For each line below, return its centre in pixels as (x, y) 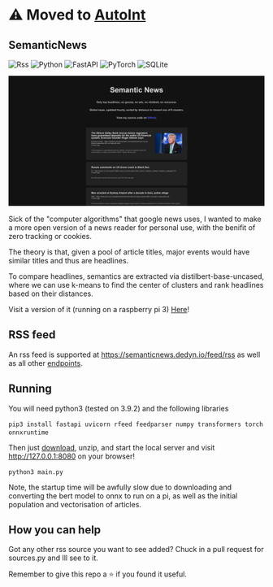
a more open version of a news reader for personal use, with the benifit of (132, 227)
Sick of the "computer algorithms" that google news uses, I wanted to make (135, 219)
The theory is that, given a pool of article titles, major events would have (129, 252)
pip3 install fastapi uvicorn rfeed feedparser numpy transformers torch (136, 424)
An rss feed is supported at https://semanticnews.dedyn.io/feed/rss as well (134, 354)
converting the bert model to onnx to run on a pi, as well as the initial (123, 496)
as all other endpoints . (45, 363)
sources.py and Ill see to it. (54, 558)
